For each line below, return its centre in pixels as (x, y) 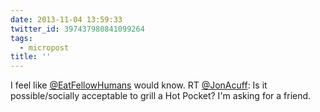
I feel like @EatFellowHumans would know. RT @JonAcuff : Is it (139, 85)
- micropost (44, 47)
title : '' (31, 57)
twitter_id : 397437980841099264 (77, 29)
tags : (21, 38)
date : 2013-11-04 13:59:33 (66, 19)
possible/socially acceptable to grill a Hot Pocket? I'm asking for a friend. (161, 96)
